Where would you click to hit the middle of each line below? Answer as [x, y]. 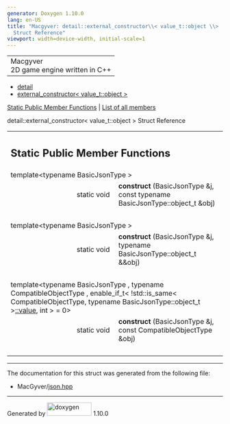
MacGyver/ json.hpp [45, 386]
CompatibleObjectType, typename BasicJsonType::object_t [105, 301]
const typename [145, 194]
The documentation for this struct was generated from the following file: [109, 373]
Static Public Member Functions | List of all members [81, 108]
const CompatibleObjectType [166, 330]
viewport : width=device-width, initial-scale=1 [76, 39]
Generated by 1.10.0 [58, 413]
